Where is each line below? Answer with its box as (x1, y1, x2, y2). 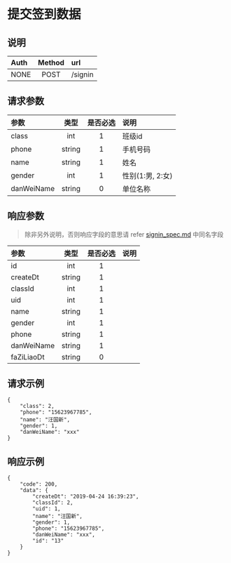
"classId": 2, (32, 499, 73, 506)
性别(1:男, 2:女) (122, 171, 173, 180)
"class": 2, (20, 403, 55, 410)
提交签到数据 (7, 6, 82, 22)
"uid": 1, (32, 505, 61, 512)
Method (37, 58, 65, 67)
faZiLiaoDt (10, 352, 45, 362)
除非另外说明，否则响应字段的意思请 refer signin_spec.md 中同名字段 (24, 230, 224, 239)
